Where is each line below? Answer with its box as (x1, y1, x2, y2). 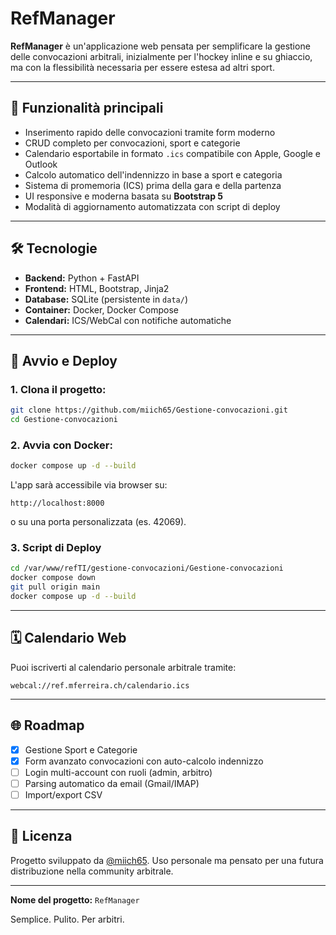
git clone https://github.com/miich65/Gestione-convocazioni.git (10, 405, 288, 416)
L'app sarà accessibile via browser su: (10, 479, 168, 491)
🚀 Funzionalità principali (10, 100, 164, 117)
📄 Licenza (10, 828, 73, 845)
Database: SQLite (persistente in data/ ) (24, 293, 188, 305)
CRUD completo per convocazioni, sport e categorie (24, 137, 241, 149)
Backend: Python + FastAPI (24, 272, 140, 284)
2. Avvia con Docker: (10, 438, 113, 452)
